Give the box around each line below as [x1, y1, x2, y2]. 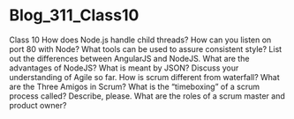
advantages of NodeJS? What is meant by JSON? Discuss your [9, 63, 239, 73]
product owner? [9, 100, 67, 110]
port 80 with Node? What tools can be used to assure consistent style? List [9, 43, 283, 54]
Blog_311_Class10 [9, 5, 139, 26]
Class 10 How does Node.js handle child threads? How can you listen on [9, 34, 272, 45]
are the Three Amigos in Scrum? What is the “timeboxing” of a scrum [9, 81, 260, 92]
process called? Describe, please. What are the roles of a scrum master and [9, 90, 285, 101]
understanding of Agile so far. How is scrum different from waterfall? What [9, 71, 280, 82]
